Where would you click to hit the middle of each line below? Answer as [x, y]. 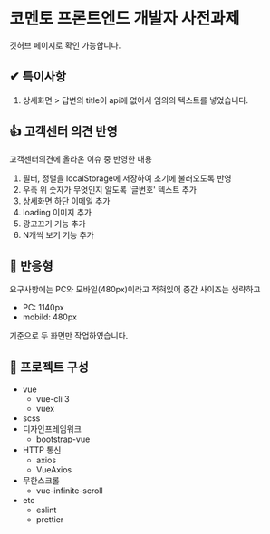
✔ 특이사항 [38, 76]
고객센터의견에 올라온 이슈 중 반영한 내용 [81, 158]
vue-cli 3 [53, 399]
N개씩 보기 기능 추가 [58, 234]
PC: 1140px [43, 308]
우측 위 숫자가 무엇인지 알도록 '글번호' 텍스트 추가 [110, 189]
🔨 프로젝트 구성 [49, 367]
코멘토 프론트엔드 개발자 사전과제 [125, 19]
